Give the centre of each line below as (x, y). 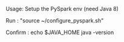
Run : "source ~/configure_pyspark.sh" (55, 20)
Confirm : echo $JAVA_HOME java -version (60, 32)
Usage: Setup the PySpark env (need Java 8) (62, 9)
